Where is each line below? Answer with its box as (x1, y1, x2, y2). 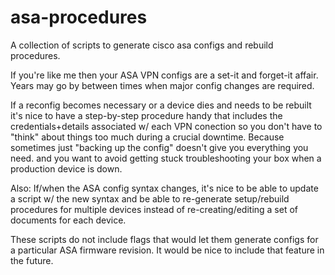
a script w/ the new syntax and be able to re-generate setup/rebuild (10, 192, 290, 205)
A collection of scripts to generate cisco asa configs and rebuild (10, 39, 274, 51)
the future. (10, 254, 54, 266)
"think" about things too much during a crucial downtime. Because (10, 131, 285, 143)
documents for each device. (10, 214, 127, 226)
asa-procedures (10, 6, 148, 29)
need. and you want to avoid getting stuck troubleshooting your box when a (10, 152, 322, 164)
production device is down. (10, 162, 123, 175)
